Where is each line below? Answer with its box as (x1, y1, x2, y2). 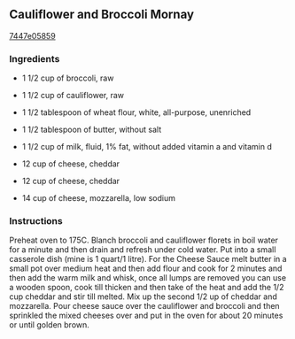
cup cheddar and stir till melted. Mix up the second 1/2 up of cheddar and (9, 291, 277, 302)
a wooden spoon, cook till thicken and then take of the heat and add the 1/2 (9, 282, 284, 293)
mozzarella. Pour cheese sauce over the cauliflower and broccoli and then (9, 301, 281, 312)
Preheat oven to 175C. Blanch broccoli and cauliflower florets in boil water (9, 235, 279, 246)
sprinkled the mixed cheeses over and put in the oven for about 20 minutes (9, 310, 283, 321)
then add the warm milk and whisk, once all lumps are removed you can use (9, 273, 286, 283)
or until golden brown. (9, 320, 90, 330)
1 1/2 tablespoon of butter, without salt (21, 124, 162, 135)
